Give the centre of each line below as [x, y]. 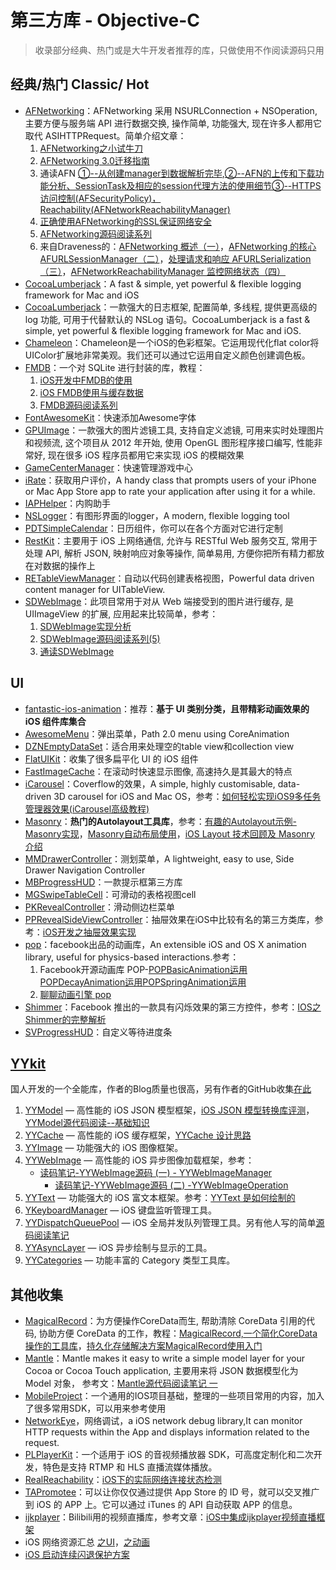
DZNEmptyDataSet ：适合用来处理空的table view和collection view [159, 746]
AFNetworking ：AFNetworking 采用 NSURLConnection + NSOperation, [171, 110]
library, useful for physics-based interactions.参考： [132, 957]
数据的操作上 [69, 565]
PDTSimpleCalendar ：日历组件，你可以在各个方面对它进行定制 [153, 528]
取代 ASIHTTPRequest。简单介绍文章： [105, 135]
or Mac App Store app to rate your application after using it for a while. [170, 491]
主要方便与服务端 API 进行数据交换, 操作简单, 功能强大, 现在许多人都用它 [173, 123]
